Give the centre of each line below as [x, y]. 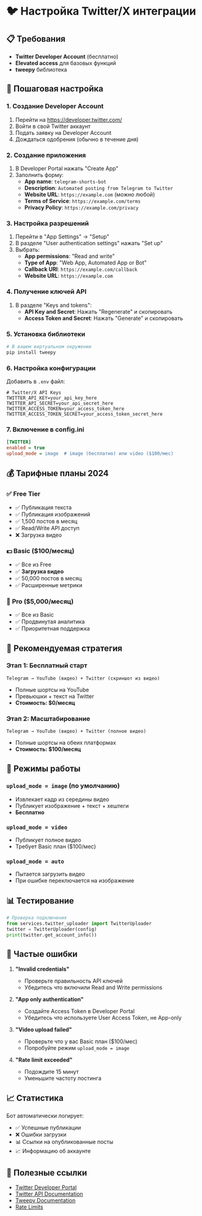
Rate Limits [29, 1207]
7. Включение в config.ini [45, 429]
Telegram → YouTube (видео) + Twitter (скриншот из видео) [83, 678]
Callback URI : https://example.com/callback [81, 269]
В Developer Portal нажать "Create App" [67, 168]
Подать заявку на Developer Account [63, 132]
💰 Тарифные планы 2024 [58, 473]
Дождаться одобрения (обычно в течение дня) [77, 139]
